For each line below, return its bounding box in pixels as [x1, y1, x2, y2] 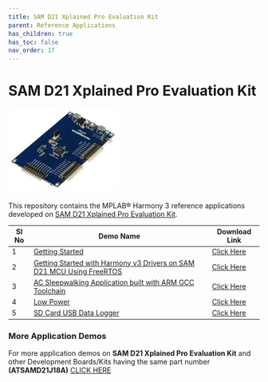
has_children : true [8, 30, 73, 37]
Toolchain [33, 286, 66, 295]
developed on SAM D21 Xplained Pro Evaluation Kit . [8, 209, 178, 219]
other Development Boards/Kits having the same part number [8, 357, 211, 367]
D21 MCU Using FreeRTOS [33, 266, 123, 276]
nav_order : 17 [8, 46, 56, 55]
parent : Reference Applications [8, 21, 116, 30]
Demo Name [98, 231, 141, 241]
